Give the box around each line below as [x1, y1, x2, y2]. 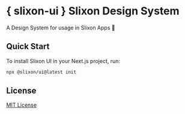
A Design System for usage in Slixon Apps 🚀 [6, 24, 115, 31]
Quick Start [6, 41, 50, 52]
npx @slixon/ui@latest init [6, 69, 77, 75]
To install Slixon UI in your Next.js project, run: [6, 57, 121, 64]
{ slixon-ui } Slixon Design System [6, 4, 180, 18]
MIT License [6, 101, 37, 109]
